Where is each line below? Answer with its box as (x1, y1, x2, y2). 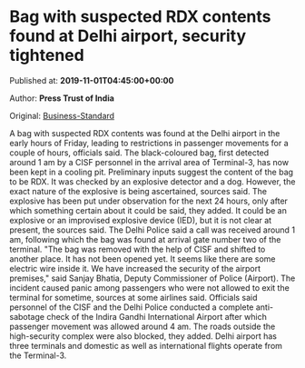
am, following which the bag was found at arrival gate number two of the (9, 234, 281, 244)
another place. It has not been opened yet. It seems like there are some (9, 253, 276, 264)
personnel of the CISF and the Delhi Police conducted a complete (9, 302, 254, 313)
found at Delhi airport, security (9, 25, 247, 46)
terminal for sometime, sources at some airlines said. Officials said (9, 292, 258, 303)
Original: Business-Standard (9, 110, 115, 121)
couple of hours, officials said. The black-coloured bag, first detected (9, 147, 270, 158)
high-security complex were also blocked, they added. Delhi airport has (9, 330, 277, 342)
